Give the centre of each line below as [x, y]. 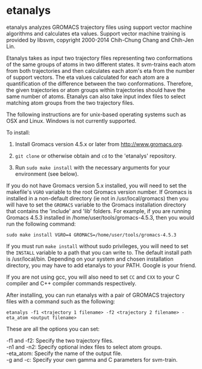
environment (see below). [47, 174]
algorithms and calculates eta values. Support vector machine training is [96, 33]
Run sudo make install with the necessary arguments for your [93, 167]
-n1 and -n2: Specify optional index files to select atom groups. [84, 347]
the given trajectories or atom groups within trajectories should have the [96, 90]
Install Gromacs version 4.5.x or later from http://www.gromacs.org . [99, 144]
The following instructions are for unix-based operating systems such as [96, 114]
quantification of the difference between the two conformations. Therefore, [99, 83]
